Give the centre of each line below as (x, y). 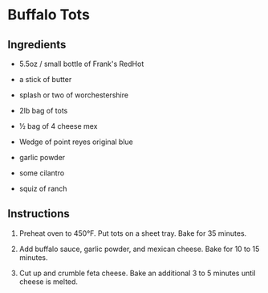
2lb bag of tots (43, 111)
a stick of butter (45, 79)
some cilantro (42, 173)
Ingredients (37, 45)
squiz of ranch (43, 188)
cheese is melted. (48, 281)
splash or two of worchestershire (74, 95)
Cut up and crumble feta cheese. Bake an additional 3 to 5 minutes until (137, 273)
